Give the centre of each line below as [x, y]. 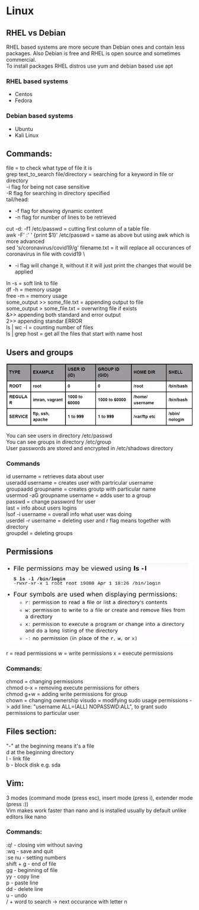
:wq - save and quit [30, 851]
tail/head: [18, 199]
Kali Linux [27, 135]
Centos [23, 94]
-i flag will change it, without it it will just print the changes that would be [103, 266]
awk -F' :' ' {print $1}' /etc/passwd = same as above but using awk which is [98, 235]
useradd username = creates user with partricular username [80, 482]
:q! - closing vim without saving [44, 845]
